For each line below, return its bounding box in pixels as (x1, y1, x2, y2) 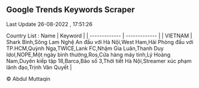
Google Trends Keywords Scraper (6, 5, 135, 15)
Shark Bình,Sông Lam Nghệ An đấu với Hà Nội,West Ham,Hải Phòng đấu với (6, 38, 194, 45)
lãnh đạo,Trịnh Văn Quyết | (6, 64, 72, 71)
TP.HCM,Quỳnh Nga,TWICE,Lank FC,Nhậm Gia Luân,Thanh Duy (6, 45, 164, 52)
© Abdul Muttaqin (6, 75, 51, 82)
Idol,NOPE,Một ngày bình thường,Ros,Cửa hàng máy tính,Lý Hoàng (6, 51, 171, 58)
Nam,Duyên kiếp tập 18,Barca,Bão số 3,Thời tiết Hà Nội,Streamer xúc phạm (6, 57, 192, 64)
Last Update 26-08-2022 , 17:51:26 (6, 20, 93, 27)
